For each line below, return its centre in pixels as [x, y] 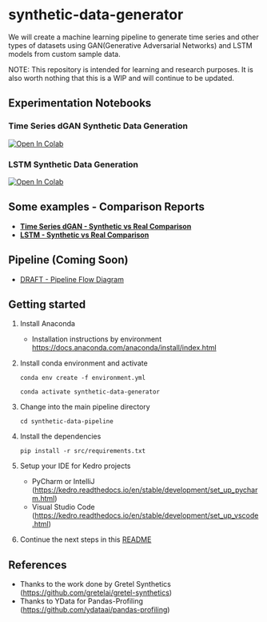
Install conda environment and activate [84, 363]
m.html [43, 499]
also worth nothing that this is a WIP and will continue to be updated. [121, 78]
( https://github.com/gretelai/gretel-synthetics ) [96, 593]
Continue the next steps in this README [86, 539]
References [38, 565]
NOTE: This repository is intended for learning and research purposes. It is [131, 69]
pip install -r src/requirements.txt [83, 451]
